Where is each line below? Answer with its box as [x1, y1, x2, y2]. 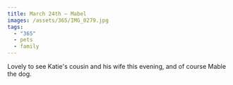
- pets [13, 37, 33, 44]
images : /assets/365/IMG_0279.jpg [7, 17, 109, 24]
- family [13, 43, 40, 50]
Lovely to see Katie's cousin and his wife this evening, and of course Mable [7, 63, 227, 70]
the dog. [7, 70, 32, 78]
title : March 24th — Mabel [7, 10, 87, 18]
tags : [7, 23, 23, 30]
